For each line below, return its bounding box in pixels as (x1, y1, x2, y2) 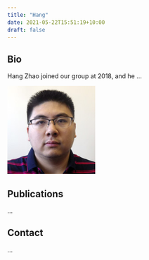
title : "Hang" (7, 11, 49, 18)
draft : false (7, 26, 46, 33)
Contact (7, 227, 44, 239)
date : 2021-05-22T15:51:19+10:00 (7, 18, 105, 26)
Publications (7, 187, 64, 200)
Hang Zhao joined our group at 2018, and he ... (7, 72, 143, 80)
